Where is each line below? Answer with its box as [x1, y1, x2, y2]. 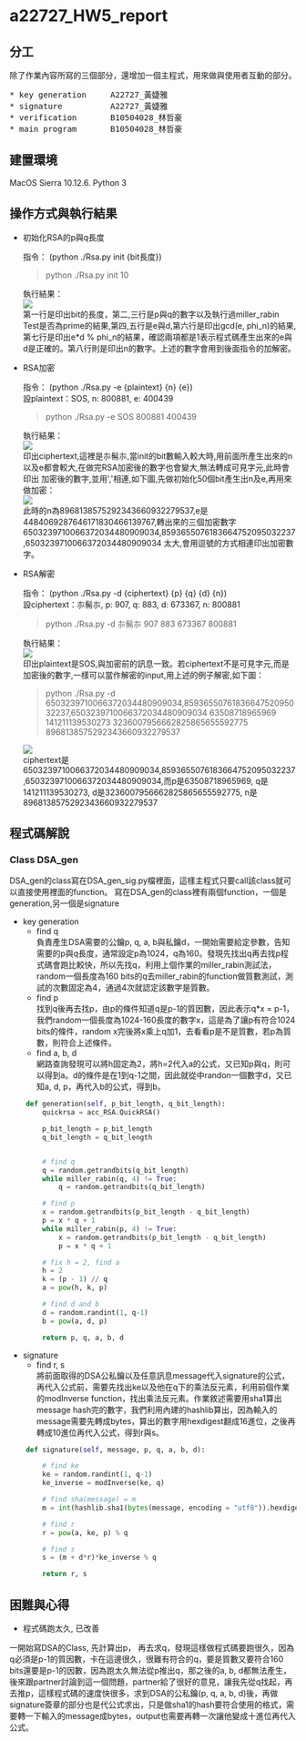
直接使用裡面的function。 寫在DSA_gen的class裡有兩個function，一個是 [16, 887, 287, 898]
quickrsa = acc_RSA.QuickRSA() [42, 1108, 161, 1117]
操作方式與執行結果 [9, 206, 117, 221]
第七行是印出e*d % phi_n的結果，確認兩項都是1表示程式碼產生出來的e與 [22, 331, 293, 342]
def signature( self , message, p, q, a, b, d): [25, 1445, 206, 1454]
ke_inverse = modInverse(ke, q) [42, 1479, 166, 1488]
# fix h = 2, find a [42, 1257, 120, 1267]
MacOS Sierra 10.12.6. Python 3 [9, 177, 127, 188]
